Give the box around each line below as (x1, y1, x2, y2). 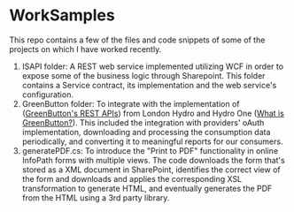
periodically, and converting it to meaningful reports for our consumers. (21, 136, 283, 147)
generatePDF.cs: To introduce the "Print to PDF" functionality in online (21, 145, 279, 155)
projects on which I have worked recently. (9, 43, 162, 54)
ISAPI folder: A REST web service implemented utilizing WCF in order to (21, 61, 284, 72)
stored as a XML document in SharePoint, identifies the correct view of (21, 164, 281, 175)
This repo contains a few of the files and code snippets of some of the (9, 34, 266, 45)
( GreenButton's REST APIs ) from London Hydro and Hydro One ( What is (21, 108, 285, 118)
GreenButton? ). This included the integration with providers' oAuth (21, 117, 265, 128)
